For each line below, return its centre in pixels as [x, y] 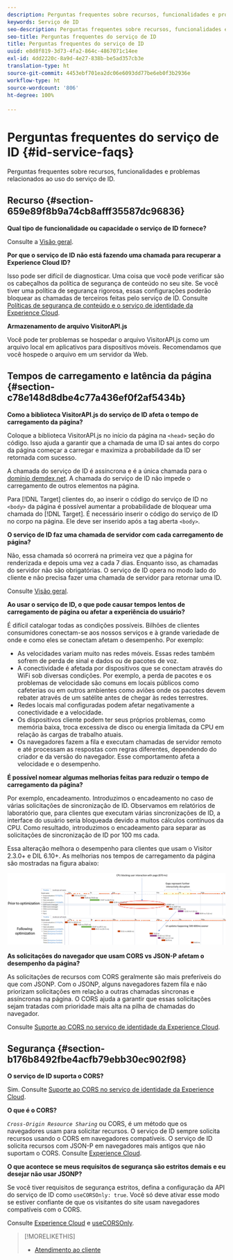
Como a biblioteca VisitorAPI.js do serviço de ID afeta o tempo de [103, 414]
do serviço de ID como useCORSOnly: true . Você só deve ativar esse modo [113, 1195]
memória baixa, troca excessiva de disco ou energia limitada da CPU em [120, 727]
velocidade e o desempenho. [59, 763]
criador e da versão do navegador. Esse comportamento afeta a [108, 757]
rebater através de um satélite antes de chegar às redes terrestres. [113, 698]
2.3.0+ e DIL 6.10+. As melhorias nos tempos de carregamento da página [111, 856]
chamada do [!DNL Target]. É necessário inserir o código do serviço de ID [113, 514]
